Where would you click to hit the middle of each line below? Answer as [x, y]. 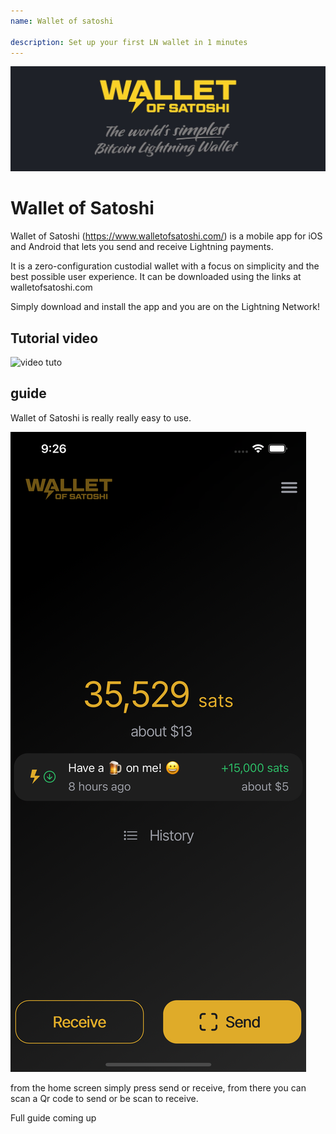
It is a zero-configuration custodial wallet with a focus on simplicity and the [165, 266]
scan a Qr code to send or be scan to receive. [104, 1098]
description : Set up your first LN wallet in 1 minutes [129, 42]
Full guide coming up [53, 1117]
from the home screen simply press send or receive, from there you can [158, 1087]
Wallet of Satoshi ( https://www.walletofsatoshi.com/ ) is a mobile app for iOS [166, 236]
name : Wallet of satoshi [62, 21]
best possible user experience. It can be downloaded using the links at [156, 277]
